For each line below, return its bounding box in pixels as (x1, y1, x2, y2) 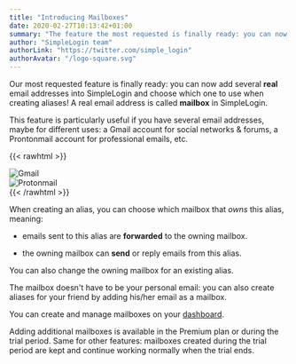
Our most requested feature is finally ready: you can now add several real (9, 79, 278, 89)
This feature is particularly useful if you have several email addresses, (9, 115, 265, 125)
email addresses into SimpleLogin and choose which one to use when (9, 88, 264, 99)
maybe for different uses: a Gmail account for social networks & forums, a (9, 124, 279, 134)
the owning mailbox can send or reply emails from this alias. (21, 248, 242, 258)
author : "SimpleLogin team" (9, 37, 113, 47)
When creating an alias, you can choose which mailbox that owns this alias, (9, 204, 284, 214)
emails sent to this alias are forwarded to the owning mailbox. (21, 231, 248, 241)
